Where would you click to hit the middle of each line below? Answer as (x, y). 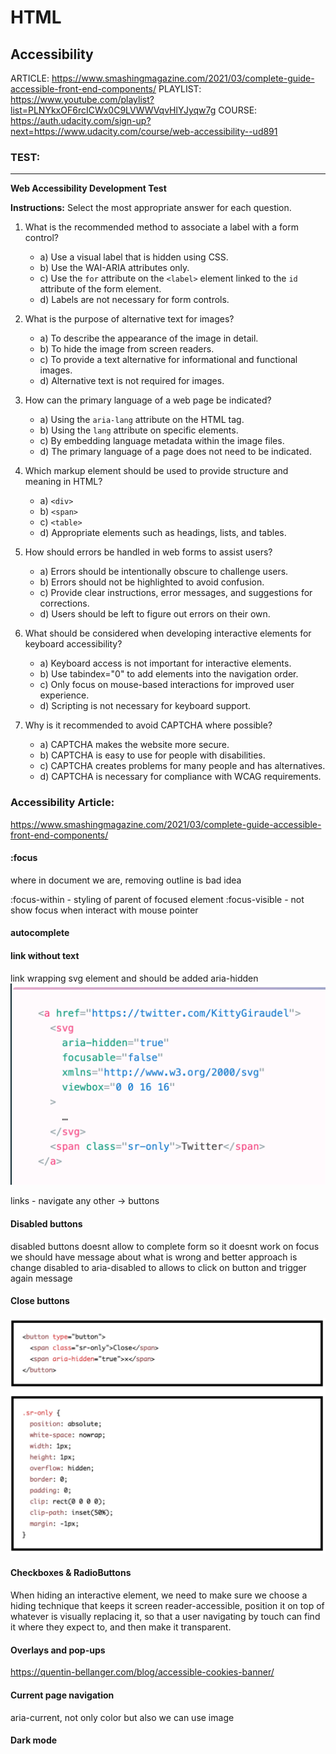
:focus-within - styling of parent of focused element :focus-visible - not (157, 899)
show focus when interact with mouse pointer (104, 910)
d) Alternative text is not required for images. (132, 381)
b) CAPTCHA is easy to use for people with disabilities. (152, 755)
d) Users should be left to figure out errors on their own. (155, 614)
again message (41, 1278)
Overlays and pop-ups (58, 1650)
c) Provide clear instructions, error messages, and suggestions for (176, 593)
